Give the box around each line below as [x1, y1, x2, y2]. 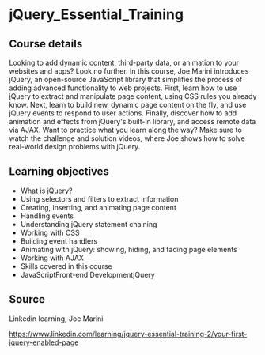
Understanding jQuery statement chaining [20, 219, 157, 228]
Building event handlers [20, 236, 98, 246]
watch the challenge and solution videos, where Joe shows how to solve [9, 134, 246, 143]
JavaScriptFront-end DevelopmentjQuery [20, 270, 155, 279]
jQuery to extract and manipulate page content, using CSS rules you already [9, 92, 257, 100]
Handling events [20, 211, 74, 221]
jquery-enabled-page [9, 338, 79, 347]
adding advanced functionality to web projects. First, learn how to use [9, 83, 237, 93]
